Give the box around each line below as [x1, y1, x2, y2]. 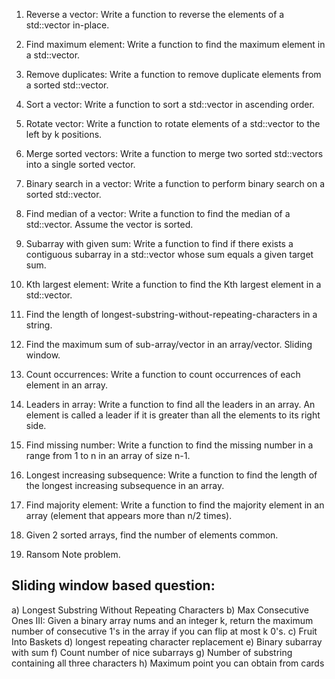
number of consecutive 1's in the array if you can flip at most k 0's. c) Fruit [11, 625, 318, 637]
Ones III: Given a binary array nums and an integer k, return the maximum [11, 614, 314, 626]
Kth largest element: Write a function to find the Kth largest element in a [25, 279, 322, 290]
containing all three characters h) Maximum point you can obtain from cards [11, 657, 325, 669]
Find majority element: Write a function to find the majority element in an [25, 499, 325, 511]
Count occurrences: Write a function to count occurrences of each [25, 369, 301, 380]
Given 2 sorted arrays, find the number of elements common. [25, 529, 279, 541]
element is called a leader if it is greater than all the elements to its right [25, 409, 321, 421]
